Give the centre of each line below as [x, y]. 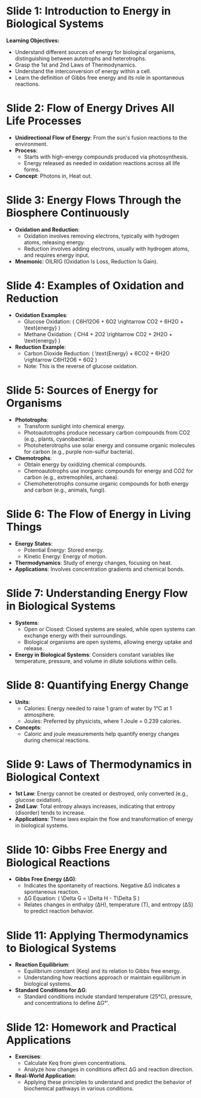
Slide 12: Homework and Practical [91, 1027]
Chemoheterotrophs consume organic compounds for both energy [106, 483]
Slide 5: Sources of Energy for [82, 390]
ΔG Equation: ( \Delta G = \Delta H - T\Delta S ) [82, 898]
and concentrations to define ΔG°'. [67, 1003]
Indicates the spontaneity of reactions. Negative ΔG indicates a [102, 885]
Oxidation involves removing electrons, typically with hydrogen [101, 236]
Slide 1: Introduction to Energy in [88, 11]
